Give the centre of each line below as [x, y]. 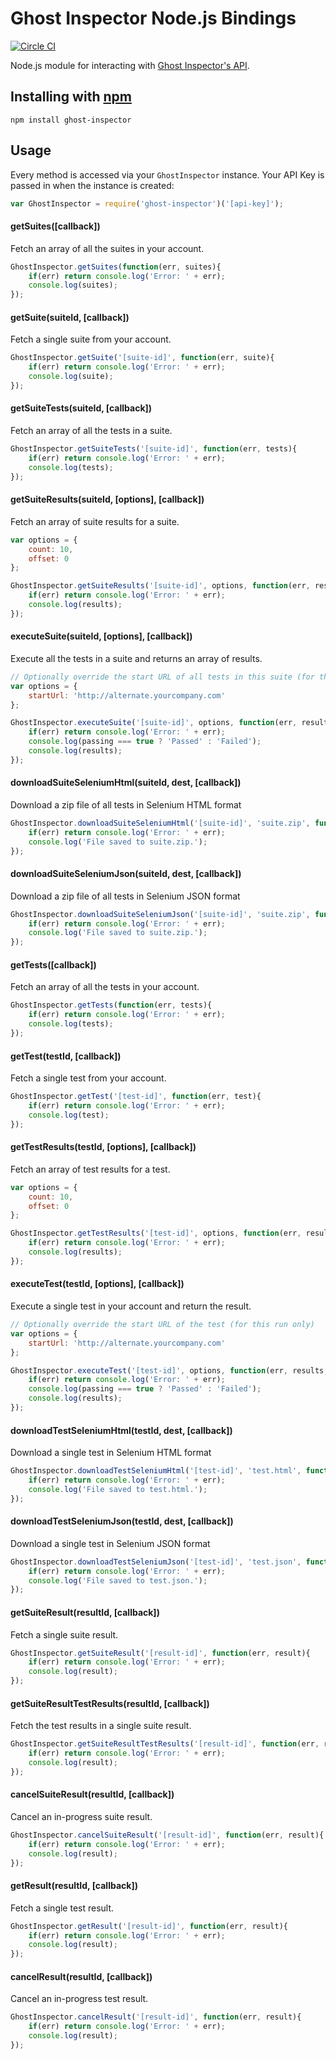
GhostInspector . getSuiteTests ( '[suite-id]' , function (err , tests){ [154, 449]
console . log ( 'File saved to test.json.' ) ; [118, 1580]
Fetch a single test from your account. [88, 1078]
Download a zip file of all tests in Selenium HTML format [126, 805]
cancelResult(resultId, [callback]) [81, 1976]
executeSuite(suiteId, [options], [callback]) [101, 636]
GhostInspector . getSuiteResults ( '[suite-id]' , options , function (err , [160, 586]
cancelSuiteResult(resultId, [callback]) [92, 1794]
